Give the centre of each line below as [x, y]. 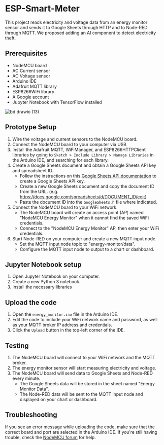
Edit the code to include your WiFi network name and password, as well [85, 320]
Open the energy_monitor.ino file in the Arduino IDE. [65, 314]
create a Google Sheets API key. [52, 181]
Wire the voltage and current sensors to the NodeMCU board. [75, 139]
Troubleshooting [31, 415]
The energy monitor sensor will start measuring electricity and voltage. [84, 368]
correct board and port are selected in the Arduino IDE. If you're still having [81, 432]
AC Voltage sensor [31, 76]
